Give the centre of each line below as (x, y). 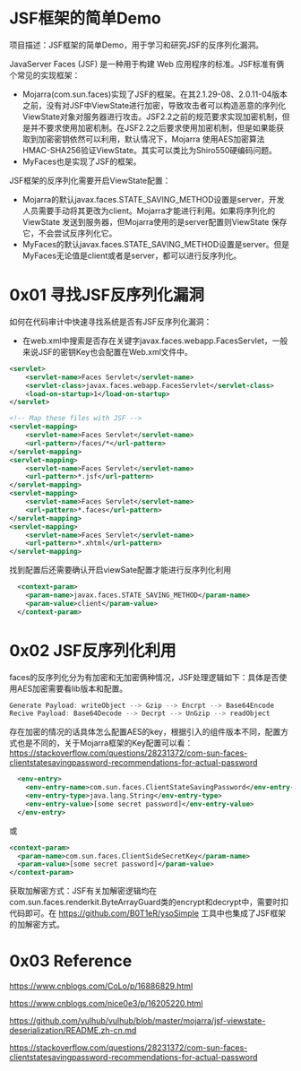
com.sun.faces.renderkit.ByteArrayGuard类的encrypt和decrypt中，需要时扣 (149, 903)
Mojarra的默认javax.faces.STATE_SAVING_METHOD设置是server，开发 (153, 199)
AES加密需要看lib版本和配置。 (72, 688)
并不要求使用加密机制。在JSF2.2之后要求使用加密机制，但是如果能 (153, 127)
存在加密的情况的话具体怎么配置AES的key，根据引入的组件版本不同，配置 (145, 732)
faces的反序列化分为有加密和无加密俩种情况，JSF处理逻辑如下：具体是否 (144, 677)
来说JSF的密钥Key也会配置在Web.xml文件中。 (107, 351)
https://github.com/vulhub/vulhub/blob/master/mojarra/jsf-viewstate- (138, 1021)
